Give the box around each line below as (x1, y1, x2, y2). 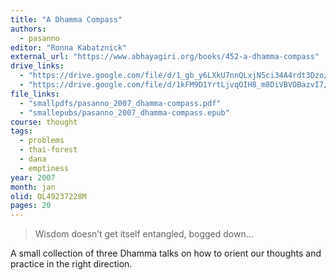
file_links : (10, 89, 60, 99)
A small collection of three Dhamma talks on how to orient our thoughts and (10, 247, 322, 260)
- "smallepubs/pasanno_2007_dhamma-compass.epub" (19, 107, 230, 118)
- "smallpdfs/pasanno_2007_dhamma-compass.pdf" (19, 98, 222, 108)
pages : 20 (10, 201, 52, 211)
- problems (19, 136, 65, 146)
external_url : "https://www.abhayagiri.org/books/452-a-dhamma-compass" (10, 52, 320, 62)
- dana (19, 154, 47, 164)
